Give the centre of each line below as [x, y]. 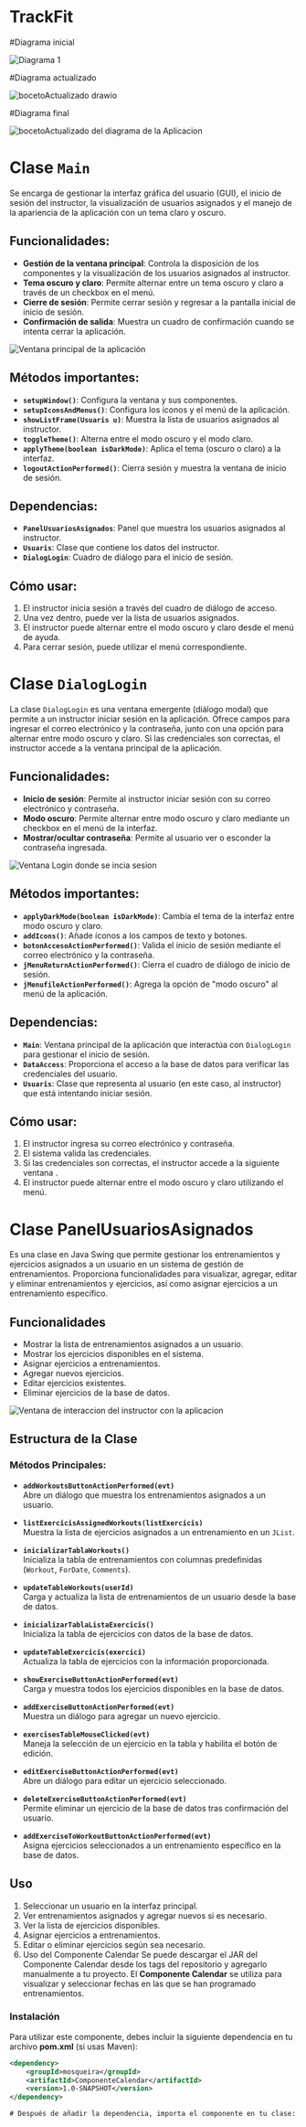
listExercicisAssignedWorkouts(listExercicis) [113, 1523]
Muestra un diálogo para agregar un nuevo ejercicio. [121, 1715]
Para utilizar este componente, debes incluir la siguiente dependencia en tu [151, 2036]
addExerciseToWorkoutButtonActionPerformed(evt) [117, 1836]
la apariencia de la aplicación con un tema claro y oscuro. [118, 212]
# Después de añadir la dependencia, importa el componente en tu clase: [153, 2114]
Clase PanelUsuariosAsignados [132, 1229]
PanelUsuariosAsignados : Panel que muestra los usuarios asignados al [154, 529]
